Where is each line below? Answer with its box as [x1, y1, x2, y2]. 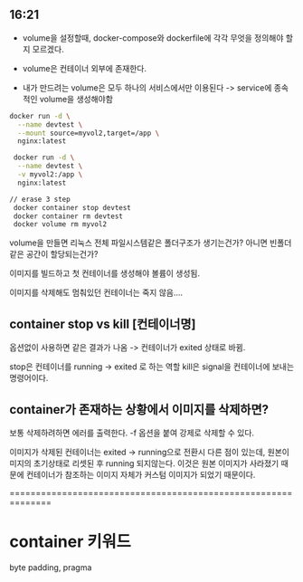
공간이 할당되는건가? [25, 249, 99, 260]
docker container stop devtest [13, 203, 131, 212]
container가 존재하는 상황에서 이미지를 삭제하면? [9, 402, 270, 417]
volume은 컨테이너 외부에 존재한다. [22, 62, 147, 73]
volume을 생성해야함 [39, 93, 113, 104]
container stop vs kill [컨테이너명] [9, 316, 196, 331]
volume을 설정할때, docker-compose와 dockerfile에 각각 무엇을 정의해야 [22, 32, 284, 43]
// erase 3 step [9, 195, 71, 204]
